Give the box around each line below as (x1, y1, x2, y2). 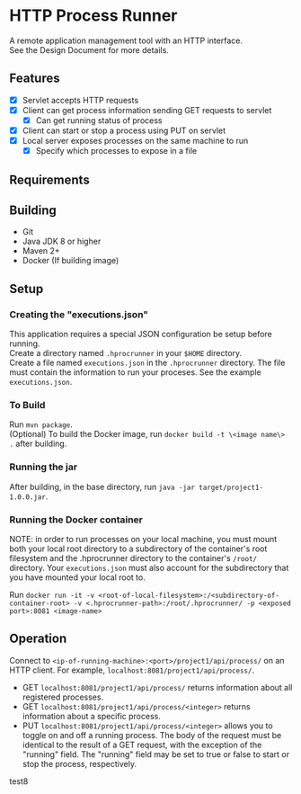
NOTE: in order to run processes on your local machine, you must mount (9, 533, 278, 544)
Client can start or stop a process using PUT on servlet (22, 125, 226, 136)
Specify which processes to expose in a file (35, 146, 198, 156)
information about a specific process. (22, 710, 162, 721)
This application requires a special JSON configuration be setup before (9, 329, 272, 340)
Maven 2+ (22, 245, 60, 256)
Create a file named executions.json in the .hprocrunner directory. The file (9, 357, 286, 369)
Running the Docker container (9, 513, 144, 526)
